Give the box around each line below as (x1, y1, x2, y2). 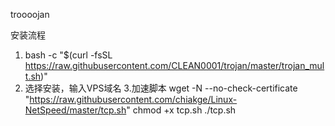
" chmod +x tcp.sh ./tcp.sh (126, 104, 237, 116)
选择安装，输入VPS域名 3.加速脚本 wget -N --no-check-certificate (24, 82, 298, 94)
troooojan (10, 9, 50, 20)
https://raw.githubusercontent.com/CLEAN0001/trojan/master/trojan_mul (24, 60, 325, 71)
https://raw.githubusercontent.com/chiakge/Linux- (29, 94, 238, 105)
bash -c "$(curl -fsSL (24, 49, 113, 61)
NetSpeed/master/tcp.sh (24, 104, 127, 116)
